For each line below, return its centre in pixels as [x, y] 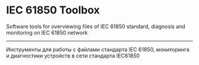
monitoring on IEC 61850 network [47, 32]
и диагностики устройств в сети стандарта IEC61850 [73, 56]
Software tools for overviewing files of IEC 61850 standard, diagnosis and [96, 26]
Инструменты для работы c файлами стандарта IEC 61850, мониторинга [98, 49]
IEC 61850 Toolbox [53, 10]
